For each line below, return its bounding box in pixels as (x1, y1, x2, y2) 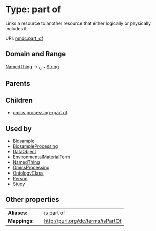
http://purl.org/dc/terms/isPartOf (44, 218, 122, 225)
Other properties (5, 195, 59, 204)
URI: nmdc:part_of (5, 35, 43, 41)
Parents (5, 79, 30, 88)
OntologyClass (12, 170, 44, 176)
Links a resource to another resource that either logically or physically (5, 20, 151, 26)
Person (12, 175, 28, 181)
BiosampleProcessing (12, 143, 58, 149)
